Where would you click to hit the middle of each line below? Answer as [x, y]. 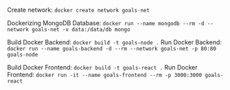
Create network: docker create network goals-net [78, 10]
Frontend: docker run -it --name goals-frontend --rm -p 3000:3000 [105, 75]
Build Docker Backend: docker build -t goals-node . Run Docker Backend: [114, 42]
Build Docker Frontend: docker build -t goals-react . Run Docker [102, 67]
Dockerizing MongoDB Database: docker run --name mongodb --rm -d [106, 23]
